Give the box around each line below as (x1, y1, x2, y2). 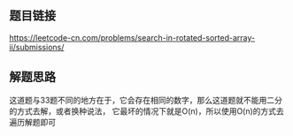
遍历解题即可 (9, 117, 56, 127)
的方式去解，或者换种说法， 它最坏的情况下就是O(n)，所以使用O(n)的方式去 (9, 105, 285, 117)
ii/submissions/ (9, 42, 65, 52)
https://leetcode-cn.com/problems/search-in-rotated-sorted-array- (9, 32, 255, 42)
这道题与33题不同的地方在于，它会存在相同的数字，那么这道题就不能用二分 (9, 94, 283, 105)
